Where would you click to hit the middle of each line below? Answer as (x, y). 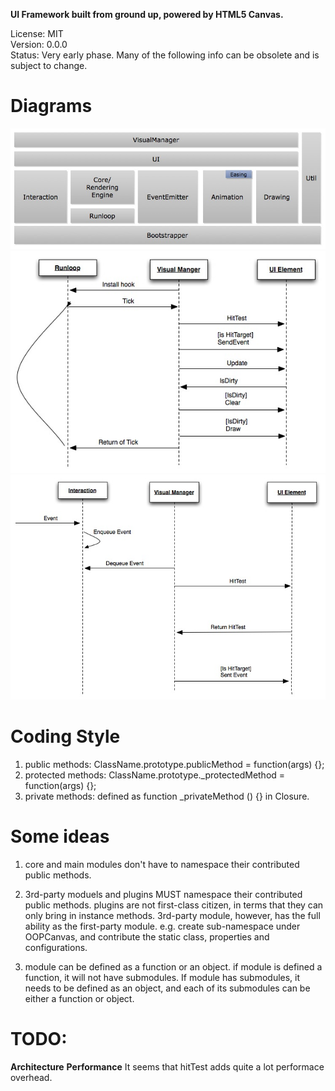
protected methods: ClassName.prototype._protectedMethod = (155, 775)
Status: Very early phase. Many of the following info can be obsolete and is (165, 55)
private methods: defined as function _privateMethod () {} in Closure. (167, 796)
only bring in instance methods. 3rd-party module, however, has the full (172, 915)
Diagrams (51, 106)
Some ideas (60, 836)
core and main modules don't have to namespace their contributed (162, 864)
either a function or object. (79, 998)
